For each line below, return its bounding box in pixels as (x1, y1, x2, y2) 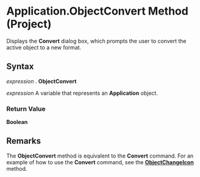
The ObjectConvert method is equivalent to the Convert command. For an (6, 152, 194, 159)
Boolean (6, 119, 28, 126)
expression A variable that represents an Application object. (6, 89, 159, 97)
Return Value (6, 105, 46, 113)
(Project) (6, 17, 52, 31)
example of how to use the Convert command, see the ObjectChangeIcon (6, 158, 194, 165)
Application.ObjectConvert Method (6, 4, 189, 18)
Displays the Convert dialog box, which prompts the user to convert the (6, 37, 187, 44)
